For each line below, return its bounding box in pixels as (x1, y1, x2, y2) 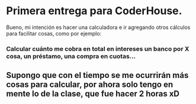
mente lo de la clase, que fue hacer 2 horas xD (6, 89, 179, 99)
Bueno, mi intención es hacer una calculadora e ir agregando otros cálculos (6, 24, 191, 31)
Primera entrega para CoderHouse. (6, 4, 182, 18)
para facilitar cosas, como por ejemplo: (6, 30, 102, 37)
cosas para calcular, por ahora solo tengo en (6, 80, 173, 90)
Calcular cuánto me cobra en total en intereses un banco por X (6, 44, 189, 53)
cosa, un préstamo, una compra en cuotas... (6, 52, 136, 60)
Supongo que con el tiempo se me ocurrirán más (6, 70, 189, 80)
